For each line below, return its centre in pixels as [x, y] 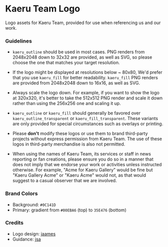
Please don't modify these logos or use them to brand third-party [80, 134]
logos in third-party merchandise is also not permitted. [69, 144]
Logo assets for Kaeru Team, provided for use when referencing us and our [83, 23]
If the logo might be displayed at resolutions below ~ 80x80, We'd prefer [87, 72]
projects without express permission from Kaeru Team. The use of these [87, 139]
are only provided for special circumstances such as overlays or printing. [88, 124]
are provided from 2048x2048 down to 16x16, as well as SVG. [76, 83]
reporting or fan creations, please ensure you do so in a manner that [83, 159]
